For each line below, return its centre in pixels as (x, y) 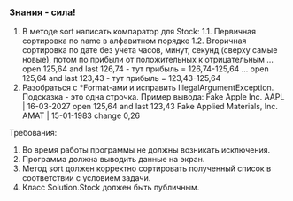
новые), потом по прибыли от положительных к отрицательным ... (148, 60)
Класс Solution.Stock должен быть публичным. (111, 188)
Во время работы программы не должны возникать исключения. (146, 150)
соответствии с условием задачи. (86, 178)
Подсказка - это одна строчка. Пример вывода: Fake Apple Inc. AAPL (153, 97)
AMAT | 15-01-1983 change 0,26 (81, 115)
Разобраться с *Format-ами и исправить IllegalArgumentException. (148, 88)
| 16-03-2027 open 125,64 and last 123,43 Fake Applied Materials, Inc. (150, 107)
